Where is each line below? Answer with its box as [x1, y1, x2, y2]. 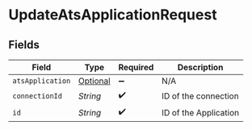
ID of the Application [161, 107, 240, 118]
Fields [8, 38, 40, 52]
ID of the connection [161, 90, 240, 102]
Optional [78, 75, 111, 86]
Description [177, 62, 224, 73]
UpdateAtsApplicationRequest [8, 6, 217, 24]
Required [118, 62, 154, 73]
